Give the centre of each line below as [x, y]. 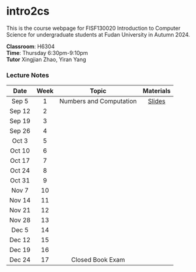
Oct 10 [20, 151]
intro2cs [28, 11]
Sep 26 [20, 131]
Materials [157, 91]
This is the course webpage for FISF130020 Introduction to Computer [93, 28]
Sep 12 [20, 111]
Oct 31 [20, 181]
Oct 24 [20, 171]
